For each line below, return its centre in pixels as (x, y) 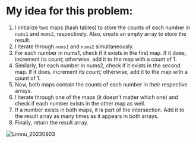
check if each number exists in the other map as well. (80, 103)
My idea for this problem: (69, 11)
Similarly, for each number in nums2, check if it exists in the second (97, 65)
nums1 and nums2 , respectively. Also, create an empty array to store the (101, 33)
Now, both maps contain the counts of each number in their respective (101, 84)
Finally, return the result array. (51, 122)
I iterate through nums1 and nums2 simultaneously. (74, 46)
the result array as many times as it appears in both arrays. (87, 116)
